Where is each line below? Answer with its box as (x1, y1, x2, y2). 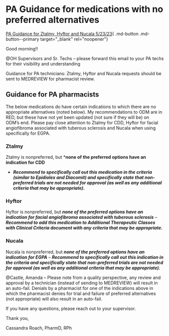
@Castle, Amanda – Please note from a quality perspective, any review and (6, 274, 161, 280)
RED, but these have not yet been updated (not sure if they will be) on (6, 114, 149, 120)
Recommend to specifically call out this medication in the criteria (13, 169, 152, 175)
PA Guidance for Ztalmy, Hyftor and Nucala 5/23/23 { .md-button (6, 31, 139, 37)
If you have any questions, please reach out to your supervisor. (6, 305, 136, 311)
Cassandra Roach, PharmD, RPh (6, 324, 72, 331)
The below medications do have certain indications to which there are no (6, 104, 156, 110)
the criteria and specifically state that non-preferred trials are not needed (6, 259, 163, 265)
